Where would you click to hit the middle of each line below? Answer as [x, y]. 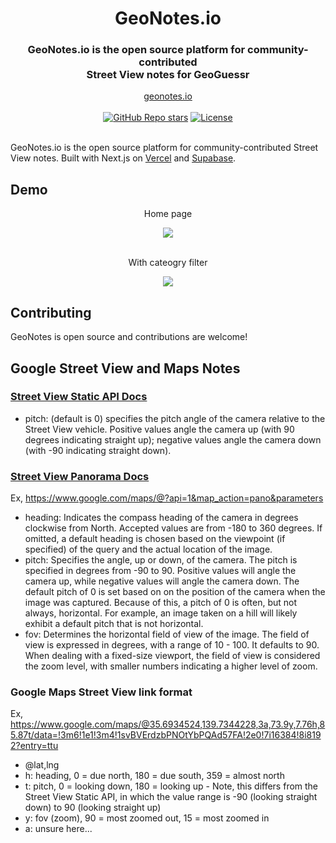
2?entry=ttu [34, 746]
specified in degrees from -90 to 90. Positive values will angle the [160, 571]
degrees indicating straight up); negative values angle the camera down [173, 439]
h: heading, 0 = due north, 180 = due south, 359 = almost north [154, 776]
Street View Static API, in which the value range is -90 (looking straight [171, 797]
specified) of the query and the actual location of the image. [148, 549]
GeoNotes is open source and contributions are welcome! [129, 337]
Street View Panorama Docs [80, 476]
